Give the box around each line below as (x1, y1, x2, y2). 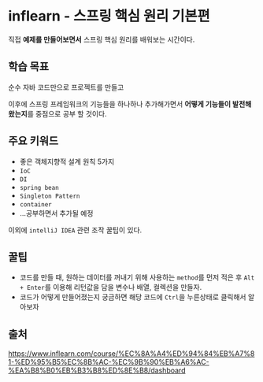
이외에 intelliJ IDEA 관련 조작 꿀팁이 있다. (8, 225, 143, 235)
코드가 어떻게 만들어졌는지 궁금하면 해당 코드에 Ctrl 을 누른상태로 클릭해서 (19, 292, 246, 302)
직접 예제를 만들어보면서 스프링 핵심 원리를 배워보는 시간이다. (8, 35, 195, 44)
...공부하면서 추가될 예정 (19, 208, 94, 217)
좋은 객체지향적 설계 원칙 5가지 (19, 157, 115, 166)
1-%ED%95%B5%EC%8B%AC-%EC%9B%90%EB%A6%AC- (8, 358, 210, 367)
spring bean (19, 184, 59, 191)
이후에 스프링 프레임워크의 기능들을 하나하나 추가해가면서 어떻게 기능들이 (8, 99, 231, 109)
